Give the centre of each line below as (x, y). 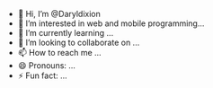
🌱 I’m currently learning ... (66, 33)
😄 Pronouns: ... (47, 66)
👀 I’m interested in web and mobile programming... (111, 23)
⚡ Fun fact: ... (42, 75)
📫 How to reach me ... (59, 53)
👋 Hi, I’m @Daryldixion (59, 14)
